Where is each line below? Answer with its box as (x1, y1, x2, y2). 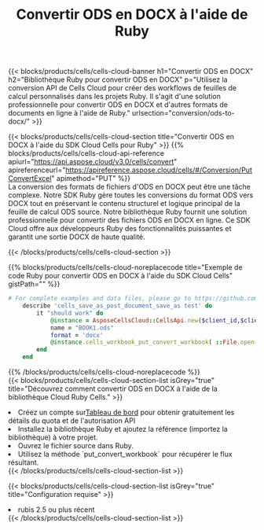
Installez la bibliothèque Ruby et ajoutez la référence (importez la (18, 425, 228, 434)
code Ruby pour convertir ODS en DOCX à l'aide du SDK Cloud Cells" (8, 271, 233, 281)
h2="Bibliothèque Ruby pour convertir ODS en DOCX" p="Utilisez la (8, 75, 228, 84)
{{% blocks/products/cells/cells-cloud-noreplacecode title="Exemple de (8, 263, 243, 272)
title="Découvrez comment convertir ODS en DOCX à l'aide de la (8, 384, 218, 394)
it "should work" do (36, 309, 104, 317)
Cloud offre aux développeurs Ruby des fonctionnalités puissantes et (8, 224, 232, 234)
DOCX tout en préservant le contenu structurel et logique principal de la (8, 199, 241, 208)
